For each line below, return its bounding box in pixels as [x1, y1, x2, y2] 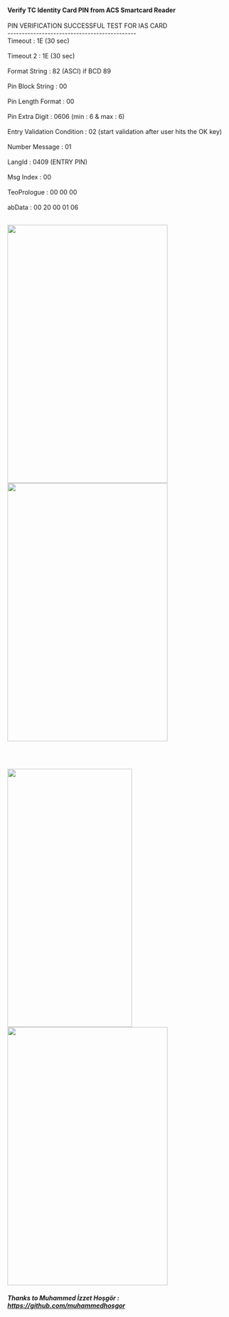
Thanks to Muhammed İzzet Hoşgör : [7, 1293, 119, 1302]
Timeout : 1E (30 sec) [7, 36, 70, 46]
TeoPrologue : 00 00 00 [7, 188, 78, 197]
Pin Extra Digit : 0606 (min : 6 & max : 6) [7, 113, 125, 121]
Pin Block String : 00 [7, 82, 68, 90]
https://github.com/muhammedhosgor [7, 1301, 126, 1310]
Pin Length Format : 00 [7, 97, 75, 106]
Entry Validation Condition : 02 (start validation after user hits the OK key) [7, 127, 223, 136]
